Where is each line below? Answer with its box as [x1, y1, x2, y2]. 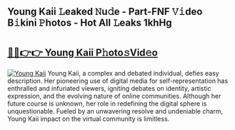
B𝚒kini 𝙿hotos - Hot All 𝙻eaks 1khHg [7, 17, 173, 29]
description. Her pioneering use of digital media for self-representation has [7, 76, 229, 85]
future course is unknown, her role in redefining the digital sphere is [7, 99, 207, 108]
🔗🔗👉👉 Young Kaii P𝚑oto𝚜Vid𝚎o [7, 46, 159, 59]
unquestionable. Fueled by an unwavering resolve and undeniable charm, [7, 107, 224, 115]
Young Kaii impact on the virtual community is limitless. [7, 114, 170, 123]
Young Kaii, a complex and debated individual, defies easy [47, 69, 219, 77]
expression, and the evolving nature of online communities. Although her [7, 92, 221, 100]
